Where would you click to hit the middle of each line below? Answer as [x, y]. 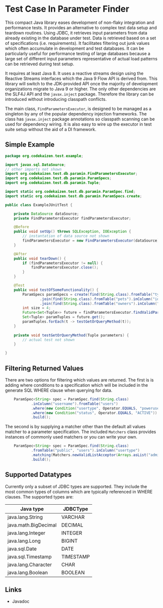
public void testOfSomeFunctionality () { [56, 290]
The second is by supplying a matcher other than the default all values [75, 427]
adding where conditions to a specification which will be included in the [76, 385]
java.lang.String [25, 517]
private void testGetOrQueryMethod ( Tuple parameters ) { [72, 335]
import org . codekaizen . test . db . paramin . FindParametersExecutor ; [71, 174]
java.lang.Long [24, 541]
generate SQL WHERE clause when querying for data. [59, 390]
